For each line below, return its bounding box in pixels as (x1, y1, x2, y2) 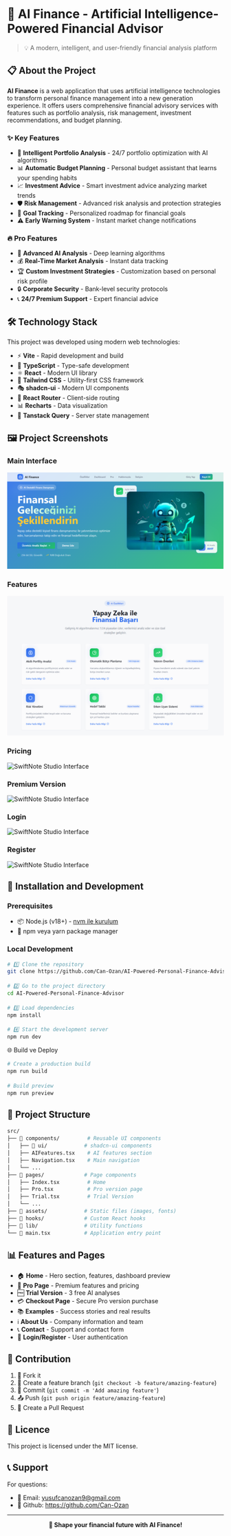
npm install (7, 1012, 41, 1019)
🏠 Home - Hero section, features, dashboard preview (16, 1272, 170, 1280)
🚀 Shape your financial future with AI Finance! (48, 1520, 183, 1528)
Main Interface (7, 456, 57, 466)
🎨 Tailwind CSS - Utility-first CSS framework (16, 376, 144, 384)
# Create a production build (7, 1061, 91, 1068)
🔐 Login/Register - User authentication (16, 1333, 129, 1342)
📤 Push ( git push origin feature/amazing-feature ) (16, 1394, 166, 1402)
